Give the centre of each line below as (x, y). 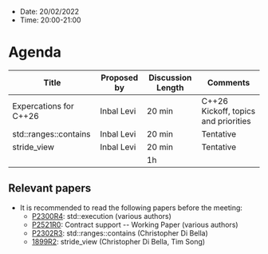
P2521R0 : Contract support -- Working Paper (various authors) (135, 224)
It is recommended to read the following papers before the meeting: (131, 208)
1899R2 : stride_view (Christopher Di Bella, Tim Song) (118, 241)
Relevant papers (50, 188)
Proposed (120, 77)
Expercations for (43, 105)
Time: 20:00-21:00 (50, 20)
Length (170, 87)
